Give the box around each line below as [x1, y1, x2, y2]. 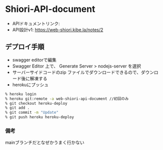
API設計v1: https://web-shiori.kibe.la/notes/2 [12, 26, 104, 33]
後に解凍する [21, 75, 48, 81]
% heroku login [5, 91, 37, 96]
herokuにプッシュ [12, 81, 49, 87]
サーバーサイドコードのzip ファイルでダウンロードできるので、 [12, 69, 141, 75]
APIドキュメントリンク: [12, 20, 60, 26]
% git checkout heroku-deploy [5, 101, 68, 106]
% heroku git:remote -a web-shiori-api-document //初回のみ [5, 96, 129, 101]
